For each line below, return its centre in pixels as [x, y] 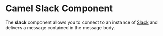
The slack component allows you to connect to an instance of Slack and [81, 22]
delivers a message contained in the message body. [60, 27]
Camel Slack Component [59, 9]
